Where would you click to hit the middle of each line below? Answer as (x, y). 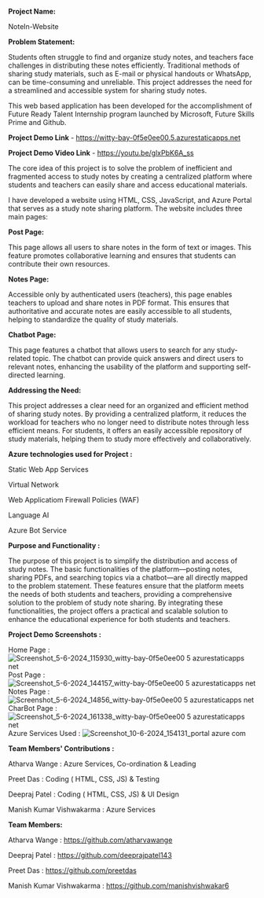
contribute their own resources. (59, 264)
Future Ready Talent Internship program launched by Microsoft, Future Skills (132, 114)
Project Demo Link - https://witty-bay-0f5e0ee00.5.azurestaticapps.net (125, 138)
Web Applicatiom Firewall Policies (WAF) (74, 500)
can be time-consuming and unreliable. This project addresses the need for (130, 82)
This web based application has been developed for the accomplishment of (130, 106)
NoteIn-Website (33, 26)
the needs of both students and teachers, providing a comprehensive (120, 594)
